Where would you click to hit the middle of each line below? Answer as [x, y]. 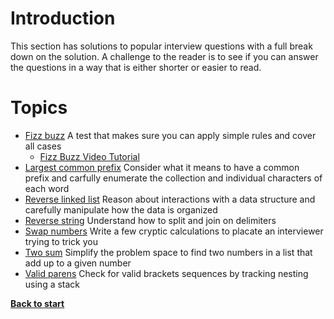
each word [47, 188]
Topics [39, 108]
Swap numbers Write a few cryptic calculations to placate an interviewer [174, 231]
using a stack [52, 284]
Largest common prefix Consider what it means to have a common [162, 167]
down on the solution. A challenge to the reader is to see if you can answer [164, 56]
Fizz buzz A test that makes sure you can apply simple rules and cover [170, 135]
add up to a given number [78, 263]
